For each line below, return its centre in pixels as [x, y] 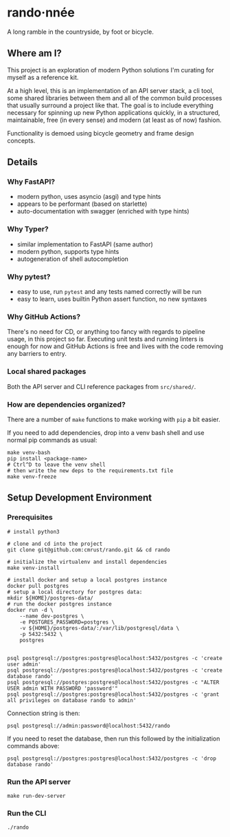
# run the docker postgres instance [59, 604]
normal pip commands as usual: [52, 440]
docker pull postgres [38, 586]
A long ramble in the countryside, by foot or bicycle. [81, 32]
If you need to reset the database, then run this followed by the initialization [114, 739]
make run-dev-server [37, 796]
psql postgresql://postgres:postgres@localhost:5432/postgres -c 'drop [112, 759]
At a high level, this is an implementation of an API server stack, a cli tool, [111, 90]
